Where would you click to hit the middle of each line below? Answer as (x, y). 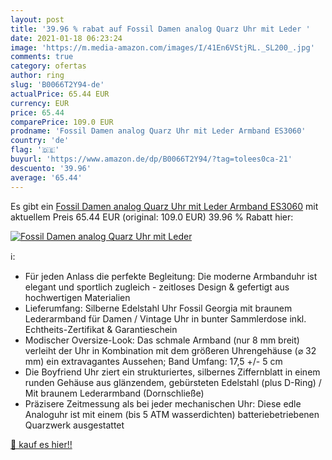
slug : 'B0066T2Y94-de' (57, 85)
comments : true (42, 57)
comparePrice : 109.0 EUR (62, 122)
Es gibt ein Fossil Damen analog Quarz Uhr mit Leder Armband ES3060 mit (164, 206)
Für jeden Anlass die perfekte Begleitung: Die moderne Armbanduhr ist (171, 276)
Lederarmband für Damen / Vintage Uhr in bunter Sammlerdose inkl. (165, 318)
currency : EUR (40, 103)
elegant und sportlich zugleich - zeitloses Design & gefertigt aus (157, 287)
